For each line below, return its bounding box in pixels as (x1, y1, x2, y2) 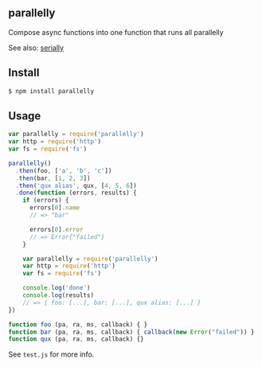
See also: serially (8, 43, 65, 53)
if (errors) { (22, 197, 69, 205)
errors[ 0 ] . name (29, 204, 80, 212)
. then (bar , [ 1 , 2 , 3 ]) (15, 174, 91, 182)
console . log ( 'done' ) (22, 284, 91, 292)
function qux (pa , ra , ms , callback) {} (8, 335, 145, 343)
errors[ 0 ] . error (29, 225, 84, 233)
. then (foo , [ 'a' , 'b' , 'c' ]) (15, 166, 112, 174)
